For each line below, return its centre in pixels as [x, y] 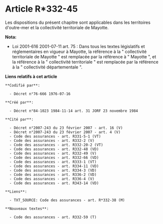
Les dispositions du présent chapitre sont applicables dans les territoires [78, 22]
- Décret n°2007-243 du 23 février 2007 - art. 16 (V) [66, 128]
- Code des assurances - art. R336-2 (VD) [53, 174]
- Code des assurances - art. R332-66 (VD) [54, 157]
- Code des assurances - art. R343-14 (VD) [54, 183]
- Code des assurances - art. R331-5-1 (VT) [55, 136]
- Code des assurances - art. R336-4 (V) [52, 179]
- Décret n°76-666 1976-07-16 [40, 94]
